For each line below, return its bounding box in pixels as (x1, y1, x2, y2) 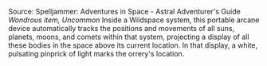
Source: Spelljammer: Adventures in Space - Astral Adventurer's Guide (8, 7, 241, 16)
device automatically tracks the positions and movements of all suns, (8, 24, 235, 33)
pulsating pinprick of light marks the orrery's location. (8, 49, 185, 58)
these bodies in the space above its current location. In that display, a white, (8, 41, 258, 50)
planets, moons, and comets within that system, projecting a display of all (8, 32, 249, 41)
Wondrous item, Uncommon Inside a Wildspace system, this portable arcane (8, 15, 260, 25)
